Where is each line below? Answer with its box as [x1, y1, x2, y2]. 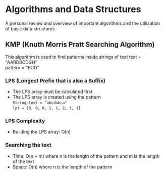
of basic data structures [5, 25, 55, 31]
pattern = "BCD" [5, 64, 39, 70]
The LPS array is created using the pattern [12, 94, 101, 100]
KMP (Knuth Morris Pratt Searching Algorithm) [5, 40, 155, 49]
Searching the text [5, 142, 51, 149]
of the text [12, 158, 34, 164]
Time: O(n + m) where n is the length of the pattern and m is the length [12, 153, 160, 159]
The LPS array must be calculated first [12, 89, 93, 95]
